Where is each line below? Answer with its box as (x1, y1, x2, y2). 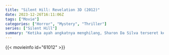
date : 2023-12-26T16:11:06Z (5, 12, 64, 17)
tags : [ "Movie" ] (5, 16, 39, 21)
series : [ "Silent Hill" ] (5, 26, 57, 31)
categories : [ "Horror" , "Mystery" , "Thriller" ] (5, 21, 107, 26)
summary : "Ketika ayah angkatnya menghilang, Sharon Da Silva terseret (5, 30, 158, 35)
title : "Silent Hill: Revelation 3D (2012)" (5, 7, 100, 12)
